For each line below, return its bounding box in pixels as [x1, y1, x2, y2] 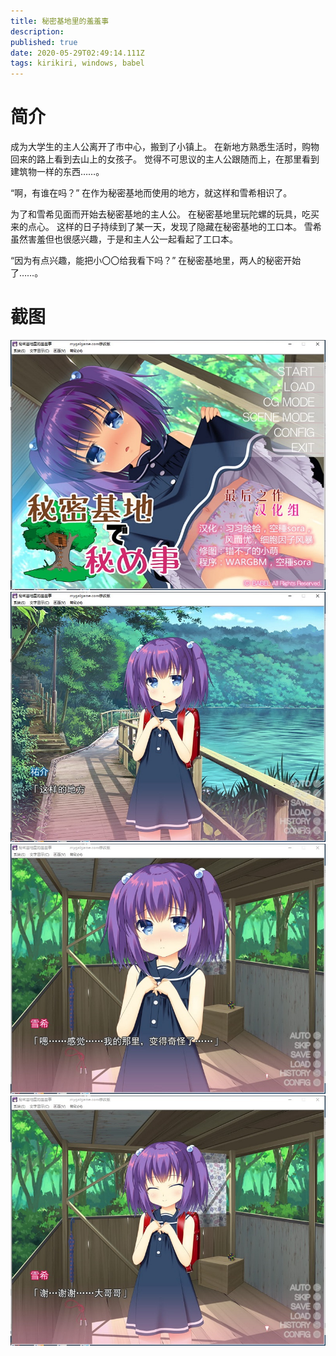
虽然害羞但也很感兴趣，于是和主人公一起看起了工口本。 [10, 233, 238, 245]
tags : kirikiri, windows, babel [10, 58, 145, 69]
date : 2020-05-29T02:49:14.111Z [10, 48, 145, 58]
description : [10, 26, 65, 37]
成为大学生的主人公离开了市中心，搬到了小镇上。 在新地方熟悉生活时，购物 [10, 141, 320, 153]
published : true [10, 37, 78, 47]
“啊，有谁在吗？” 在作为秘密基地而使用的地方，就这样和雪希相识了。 [10, 187, 293, 199]
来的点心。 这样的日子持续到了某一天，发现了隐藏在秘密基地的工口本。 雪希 [10, 221, 322, 233]
